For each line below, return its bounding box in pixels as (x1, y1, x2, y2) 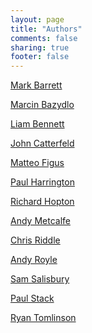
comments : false (10, 33, 78, 43)
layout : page (10, 14, 65, 25)
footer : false (10, 52, 70, 62)
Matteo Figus (10, 157, 65, 169)
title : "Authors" (10, 24, 83, 34)
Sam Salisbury (10, 273, 70, 285)
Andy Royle (10, 254, 58, 266)
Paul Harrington (10, 176, 75, 188)
